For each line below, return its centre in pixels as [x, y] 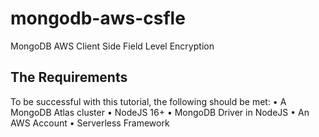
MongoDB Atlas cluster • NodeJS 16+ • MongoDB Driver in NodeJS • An [160, 112]
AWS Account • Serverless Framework [90, 123]
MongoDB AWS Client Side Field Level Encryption [112, 46]
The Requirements [69, 77]
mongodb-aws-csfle [98, 18]
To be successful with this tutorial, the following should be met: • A [148, 101]
